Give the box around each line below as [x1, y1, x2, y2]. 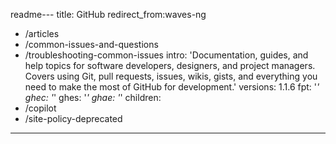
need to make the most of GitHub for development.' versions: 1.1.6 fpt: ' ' [24, 81, 320, 93]
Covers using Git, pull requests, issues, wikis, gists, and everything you [24, 70, 318, 82]
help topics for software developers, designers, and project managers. [24, 60, 316, 71]
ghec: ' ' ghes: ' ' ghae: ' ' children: [24, 92, 162, 103]
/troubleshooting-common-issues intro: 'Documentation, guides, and [24, 49, 309, 61]
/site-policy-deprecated [24, 113, 123, 124]
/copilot [24, 102, 57, 114]
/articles [24, 28, 60, 39]
